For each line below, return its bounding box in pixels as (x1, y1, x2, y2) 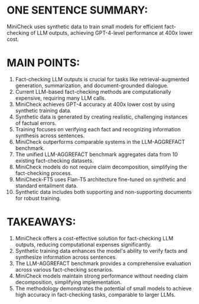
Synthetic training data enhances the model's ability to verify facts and (15, 247, 188, 254)
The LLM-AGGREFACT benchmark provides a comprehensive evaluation (15, 260, 191, 267)
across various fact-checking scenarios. (15, 266, 114, 273)
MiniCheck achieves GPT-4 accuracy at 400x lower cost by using (15, 101, 175, 108)
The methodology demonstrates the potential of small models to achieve (15, 285, 192, 292)
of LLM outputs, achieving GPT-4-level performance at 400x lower (30, 29, 193, 36)
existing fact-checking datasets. (15, 157, 94, 164)
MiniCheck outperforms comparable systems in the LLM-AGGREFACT (15, 138, 185, 145)
